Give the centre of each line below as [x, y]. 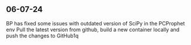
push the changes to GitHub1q [42, 35]
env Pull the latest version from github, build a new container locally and [93, 29]
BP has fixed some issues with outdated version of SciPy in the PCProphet [95, 23]
